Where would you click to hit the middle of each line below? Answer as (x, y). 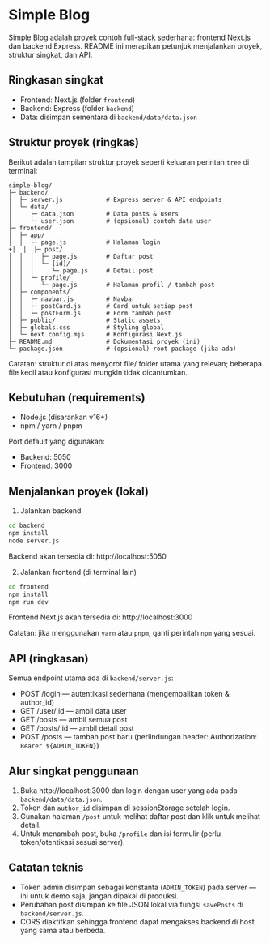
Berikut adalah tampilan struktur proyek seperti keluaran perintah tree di (129, 162)
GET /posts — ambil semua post (74, 720)
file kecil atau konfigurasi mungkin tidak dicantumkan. (98, 372)
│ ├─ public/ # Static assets (84, 320)
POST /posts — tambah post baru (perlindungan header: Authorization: (138, 737)
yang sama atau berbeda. (63, 930)
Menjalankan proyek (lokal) (79, 491)
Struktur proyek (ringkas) (74, 142)
